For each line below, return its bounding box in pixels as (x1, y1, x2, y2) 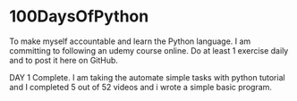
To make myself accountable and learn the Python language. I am (9, 36, 251, 46)
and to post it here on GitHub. (9, 55, 119, 65)
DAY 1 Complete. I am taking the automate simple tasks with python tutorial (9, 72, 285, 82)
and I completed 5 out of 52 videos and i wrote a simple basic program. (9, 81, 273, 92)
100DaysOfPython (9, 6, 149, 27)
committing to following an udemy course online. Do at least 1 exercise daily (9, 45, 289, 55)
